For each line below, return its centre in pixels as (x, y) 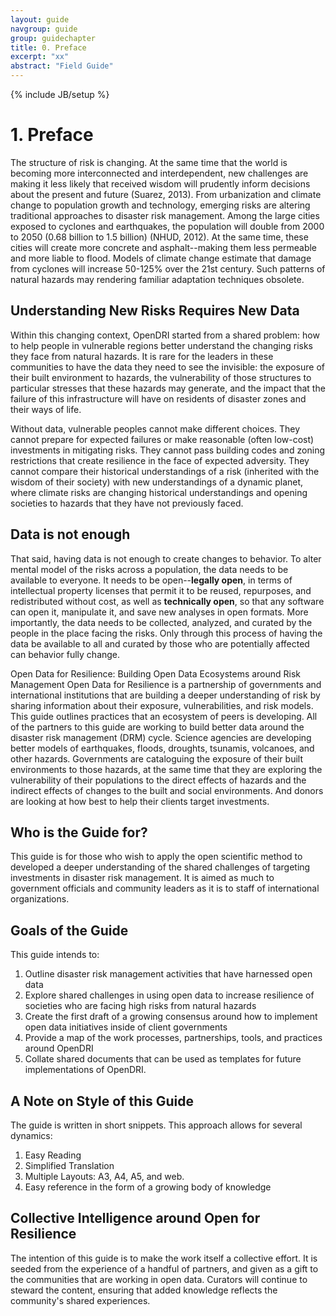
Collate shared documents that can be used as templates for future (163, 1059)
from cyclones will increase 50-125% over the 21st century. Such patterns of (168, 268)
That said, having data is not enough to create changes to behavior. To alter (166, 558)
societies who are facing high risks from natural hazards (140, 1006)
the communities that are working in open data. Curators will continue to (159, 1279)
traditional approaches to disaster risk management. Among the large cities (165, 215)
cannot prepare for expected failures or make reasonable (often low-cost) (162, 439)
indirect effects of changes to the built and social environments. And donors (167, 790)
